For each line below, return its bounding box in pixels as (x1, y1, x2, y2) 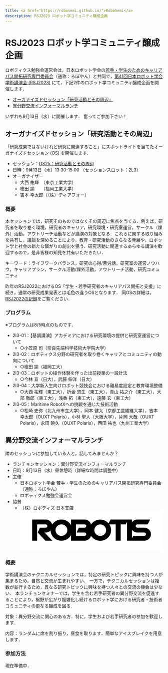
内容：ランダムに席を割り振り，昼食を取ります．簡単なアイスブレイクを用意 (5, 630, 162, 636)
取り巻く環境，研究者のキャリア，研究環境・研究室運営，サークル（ (18, 224, 158, 230)
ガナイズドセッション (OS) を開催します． (5, 150, 91, 156)
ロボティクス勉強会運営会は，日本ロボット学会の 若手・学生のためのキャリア (5, 67, 162, 73)
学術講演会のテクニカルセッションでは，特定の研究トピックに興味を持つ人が (5, 571, 163, 577)
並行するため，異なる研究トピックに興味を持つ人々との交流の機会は (13, 584, 154, 590)
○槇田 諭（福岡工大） (19, 364, 65, 370)
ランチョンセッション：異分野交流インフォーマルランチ (12, 461, 126, 467)
